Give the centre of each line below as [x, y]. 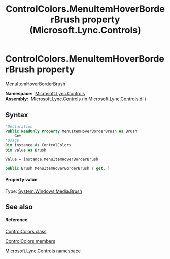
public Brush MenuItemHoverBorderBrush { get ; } [58, 168]
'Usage [12, 141]
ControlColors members [30, 241]
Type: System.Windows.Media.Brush [44, 191]
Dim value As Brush [26, 150]
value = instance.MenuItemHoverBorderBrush [52, 159]
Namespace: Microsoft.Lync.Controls [45, 93]
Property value [21, 180]
